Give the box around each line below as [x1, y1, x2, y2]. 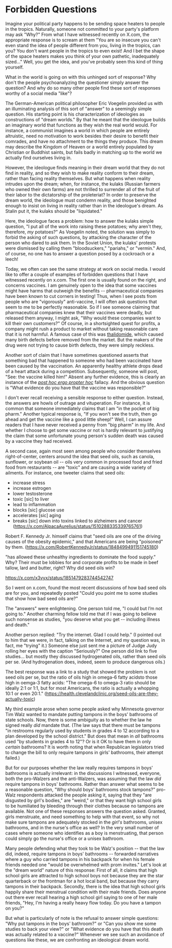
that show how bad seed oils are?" [5, 595, 78, 601]
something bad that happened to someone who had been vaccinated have [5, 357, 162, 363]
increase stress [12, 480, 46, 486]
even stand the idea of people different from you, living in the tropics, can [5, 42, 160, 48]
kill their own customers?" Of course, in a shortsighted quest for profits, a [5, 320, 160, 326]
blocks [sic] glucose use [12, 507, 64, 513]
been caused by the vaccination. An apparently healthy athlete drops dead [5, 362, 163, 369]
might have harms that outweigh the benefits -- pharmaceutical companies [5, 288, 164, 294]
